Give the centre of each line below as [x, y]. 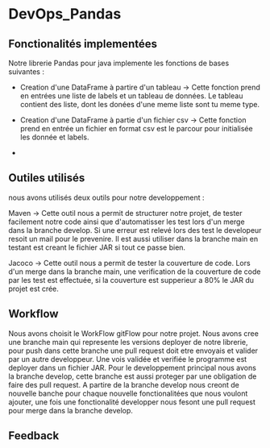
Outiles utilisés [47, 178]
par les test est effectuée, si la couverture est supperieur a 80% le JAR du [131, 280]
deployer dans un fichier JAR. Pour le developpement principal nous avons [132, 367]
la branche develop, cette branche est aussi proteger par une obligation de [133, 376]
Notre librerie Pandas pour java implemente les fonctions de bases [119, 63]
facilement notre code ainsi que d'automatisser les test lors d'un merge [127, 222]
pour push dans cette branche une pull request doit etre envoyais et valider [133, 351]
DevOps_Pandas [65, 14]
